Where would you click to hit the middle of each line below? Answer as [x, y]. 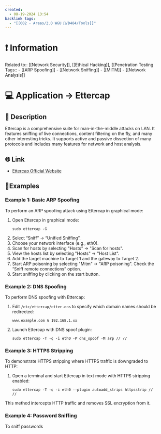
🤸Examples [22, 186]
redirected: [23, 312]
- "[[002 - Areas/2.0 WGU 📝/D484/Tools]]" [53, 23]
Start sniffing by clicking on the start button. [56, 274]
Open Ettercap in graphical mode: [45, 220]
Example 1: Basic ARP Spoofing [42, 200]
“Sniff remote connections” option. [46, 269]
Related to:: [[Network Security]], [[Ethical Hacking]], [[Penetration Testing [79, 65]
